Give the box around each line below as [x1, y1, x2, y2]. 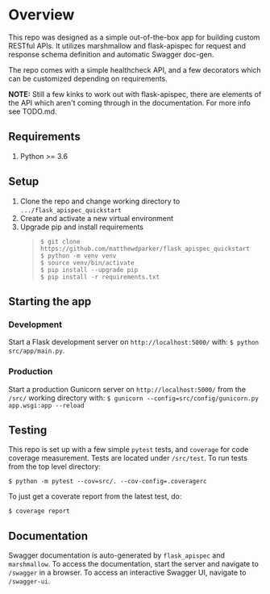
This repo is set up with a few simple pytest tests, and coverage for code [8, 445, 249, 454]
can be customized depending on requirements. [8, 73, 168, 83]
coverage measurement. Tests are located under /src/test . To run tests [8, 454, 248, 463]
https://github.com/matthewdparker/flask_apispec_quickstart [39, 245, 250, 253]
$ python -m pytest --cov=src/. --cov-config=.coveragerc [8, 478, 207, 486]
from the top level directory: [8, 462, 101, 471]
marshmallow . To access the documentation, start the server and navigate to [8, 559, 260, 569]
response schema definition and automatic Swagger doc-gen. [8, 49, 214, 59]
